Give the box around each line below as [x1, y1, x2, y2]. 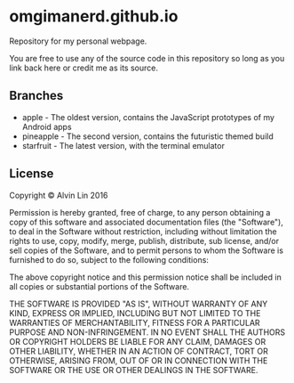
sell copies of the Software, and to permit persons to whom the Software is [9, 245, 284, 256]
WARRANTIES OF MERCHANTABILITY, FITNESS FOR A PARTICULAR [9, 317, 260, 328]
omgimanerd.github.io [9, 6, 179, 27]
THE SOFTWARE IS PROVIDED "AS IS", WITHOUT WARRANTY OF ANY [9, 298, 268, 309]
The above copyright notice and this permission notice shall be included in [9, 272, 282, 282]
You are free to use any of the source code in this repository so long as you [9, 53, 285, 63]
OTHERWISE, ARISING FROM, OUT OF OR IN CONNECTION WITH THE [9, 354, 268, 366]
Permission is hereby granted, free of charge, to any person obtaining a [9, 207, 271, 217]
